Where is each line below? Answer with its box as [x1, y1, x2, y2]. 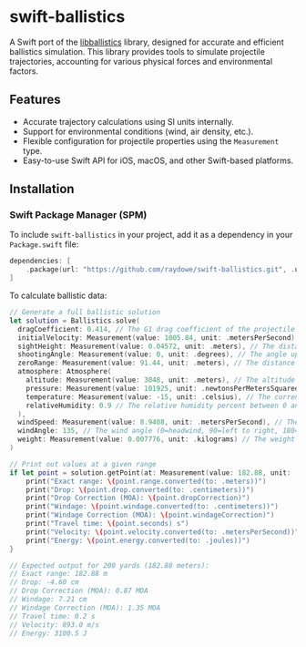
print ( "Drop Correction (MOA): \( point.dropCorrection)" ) [25, 494, 250, 503]
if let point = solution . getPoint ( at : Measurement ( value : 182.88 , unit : [9, 467, 291, 478]
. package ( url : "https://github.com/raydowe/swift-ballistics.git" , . [25, 265, 296, 274]
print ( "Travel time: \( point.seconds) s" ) [25, 519, 189, 529]
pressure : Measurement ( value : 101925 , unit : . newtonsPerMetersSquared [25, 384, 300, 393]
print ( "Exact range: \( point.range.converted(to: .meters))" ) [25, 477, 267, 486]
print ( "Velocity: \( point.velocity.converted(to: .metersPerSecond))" [25, 527, 300, 537]
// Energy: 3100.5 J [9, 629, 88, 638]
